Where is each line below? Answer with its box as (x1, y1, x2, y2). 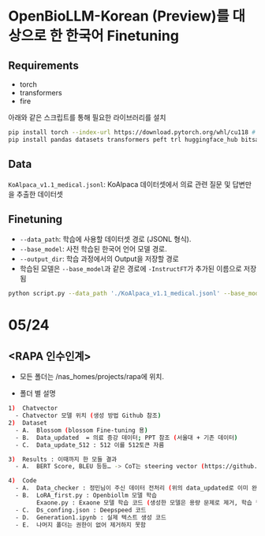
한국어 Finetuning (65, 27, 180, 45)
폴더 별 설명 (19, 389, 57, 398)
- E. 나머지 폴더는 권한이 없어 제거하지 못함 (15, 521, 147, 529)
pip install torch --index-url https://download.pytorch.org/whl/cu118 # (8, 128, 256, 136)
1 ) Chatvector (8, 404, 58, 412)
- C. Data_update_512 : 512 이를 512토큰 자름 (15, 441, 165, 449)
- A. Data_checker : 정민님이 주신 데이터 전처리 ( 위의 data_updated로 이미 (15, 484, 248, 493)
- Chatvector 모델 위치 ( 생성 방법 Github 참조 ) (15, 411, 162, 420)
